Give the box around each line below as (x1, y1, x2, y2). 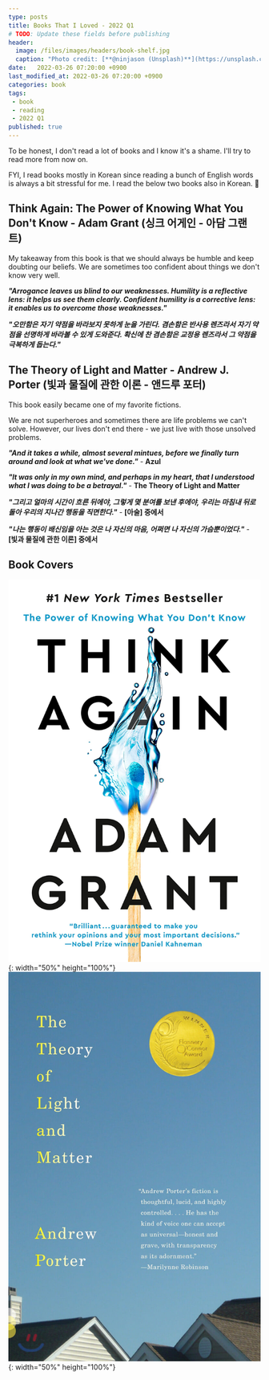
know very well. (8, 270, 60, 280)
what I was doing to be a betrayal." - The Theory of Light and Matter (8, 480, 240, 490)
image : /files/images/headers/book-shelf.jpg (15, 47, 171, 55)
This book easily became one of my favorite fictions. (8, 400, 182, 409)
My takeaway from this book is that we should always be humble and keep (8, 253, 255, 263)
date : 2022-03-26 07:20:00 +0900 (8, 64, 127, 72)
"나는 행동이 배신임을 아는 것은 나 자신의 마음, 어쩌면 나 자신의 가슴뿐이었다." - (8, 524, 251, 534)
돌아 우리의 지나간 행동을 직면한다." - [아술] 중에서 (8, 507, 164, 517)
